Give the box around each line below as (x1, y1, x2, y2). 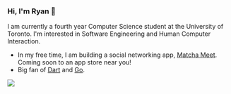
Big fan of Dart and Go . (17, 66, 85, 74)
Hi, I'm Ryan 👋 (7, 6, 57, 16)
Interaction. (7, 37, 41, 46)
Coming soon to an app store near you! (17, 58, 132, 67)
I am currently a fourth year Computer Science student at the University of (7, 22, 224, 31)
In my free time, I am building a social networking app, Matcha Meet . (17, 51, 218, 59)
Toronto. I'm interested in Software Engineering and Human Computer (7, 29, 211, 38)
